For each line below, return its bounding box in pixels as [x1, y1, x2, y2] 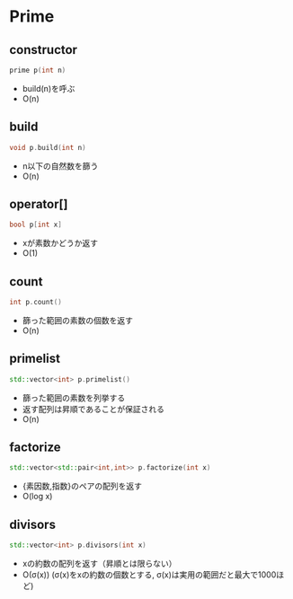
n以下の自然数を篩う [22, 160, 99, 172]
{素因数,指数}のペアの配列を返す [22, 480, 142, 491]
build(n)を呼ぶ [22, 83, 75, 93]
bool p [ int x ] [9, 220, 63, 230]
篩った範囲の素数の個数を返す [22, 314, 133, 325]
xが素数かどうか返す [22, 238, 99, 249]
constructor [9, 42, 78, 57]
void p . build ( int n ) [9, 143, 87, 152]
